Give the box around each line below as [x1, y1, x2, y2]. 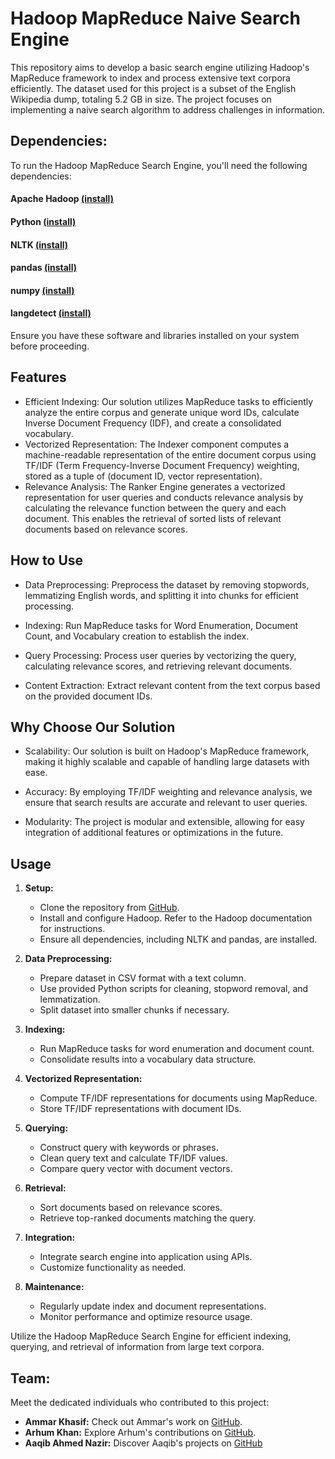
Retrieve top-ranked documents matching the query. [39, 1212, 257, 1224]
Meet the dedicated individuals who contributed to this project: [10, 1396, 270, 1408]
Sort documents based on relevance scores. [39, 1202, 223, 1214]
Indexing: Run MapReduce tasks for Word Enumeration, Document [24, 619, 299, 631]
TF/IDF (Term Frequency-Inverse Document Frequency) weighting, [24, 459, 300, 471]
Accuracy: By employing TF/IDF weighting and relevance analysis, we [24, 786, 313, 798]
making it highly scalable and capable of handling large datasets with [24, 756, 310, 768]
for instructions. [39, 923, 106, 935]
